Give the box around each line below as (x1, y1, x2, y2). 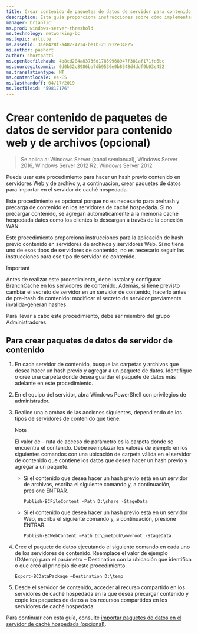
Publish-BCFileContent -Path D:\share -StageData (23, 498, 148, 504)
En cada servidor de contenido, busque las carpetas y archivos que (14, 361, 179, 368)
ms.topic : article (6, 36, 51, 42)
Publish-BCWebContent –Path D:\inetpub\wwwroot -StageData (23, 533, 172, 538)
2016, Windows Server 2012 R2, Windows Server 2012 (20, 162, 153, 169)
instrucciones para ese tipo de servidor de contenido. (6, 252, 137, 260)
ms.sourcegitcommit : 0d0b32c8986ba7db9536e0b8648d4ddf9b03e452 (6, 63, 165, 70)
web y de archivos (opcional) (6, 137, 151, 150)
